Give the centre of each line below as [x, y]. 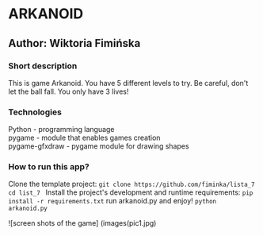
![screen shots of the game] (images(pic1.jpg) [82, 223]
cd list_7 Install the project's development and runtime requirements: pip [131, 192]
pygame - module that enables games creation [84, 138]
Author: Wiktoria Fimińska [74, 43]
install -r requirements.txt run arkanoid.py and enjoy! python [112, 201]
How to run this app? [49, 167]
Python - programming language [61, 130]
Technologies [35, 112]
